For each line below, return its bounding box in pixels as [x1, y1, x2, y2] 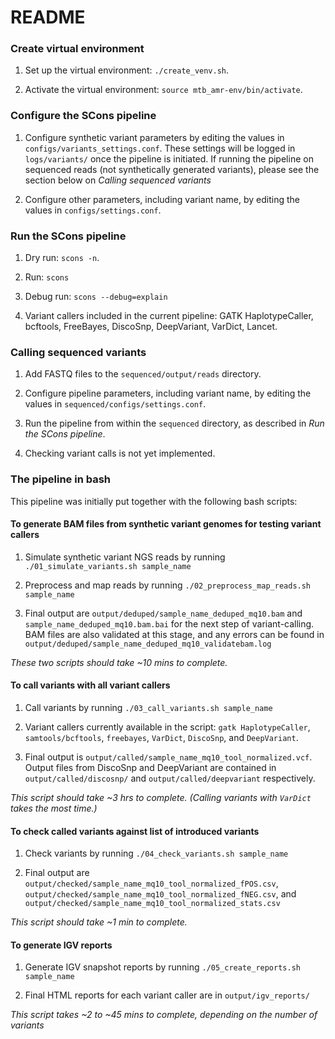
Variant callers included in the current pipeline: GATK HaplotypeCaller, [24, 310, 314, 322]
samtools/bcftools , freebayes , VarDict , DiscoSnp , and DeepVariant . [24, 732, 299, 744]
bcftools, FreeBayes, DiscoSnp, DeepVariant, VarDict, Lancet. [24, 321, 278, 333]
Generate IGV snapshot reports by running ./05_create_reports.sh [24, 961, 301, 973]
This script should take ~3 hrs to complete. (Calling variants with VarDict [10, 792, 312, 804]
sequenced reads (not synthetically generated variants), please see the [24, 163, 320, 175]
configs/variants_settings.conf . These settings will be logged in [24, 142, 296, 154]
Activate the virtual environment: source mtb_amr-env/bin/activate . [24, 84, 303, 96]
